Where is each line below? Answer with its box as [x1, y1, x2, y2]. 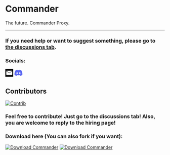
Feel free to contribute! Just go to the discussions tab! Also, [5, 112, 155, 120]
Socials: [5, 57, 26, 64]
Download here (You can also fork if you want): [5, 133, 123, 140]
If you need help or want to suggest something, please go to [5, 37, 156, 44]
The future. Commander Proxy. [5, 20, 70, 26]
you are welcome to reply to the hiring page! [5, 119, 116, 126]
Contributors [5, 87, 47, 95]
